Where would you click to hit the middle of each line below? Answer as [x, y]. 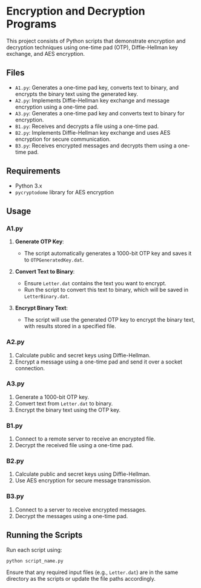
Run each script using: [34, 550]
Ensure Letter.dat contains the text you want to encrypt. [95, 283]
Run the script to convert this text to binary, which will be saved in [106, 290]
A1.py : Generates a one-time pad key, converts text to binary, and [97, 87]
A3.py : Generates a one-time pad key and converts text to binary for [100, 113]
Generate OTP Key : [40, 242]
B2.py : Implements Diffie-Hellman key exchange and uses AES [93, 132]
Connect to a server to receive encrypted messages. [81, 509]
